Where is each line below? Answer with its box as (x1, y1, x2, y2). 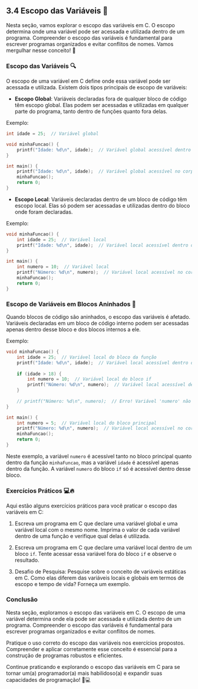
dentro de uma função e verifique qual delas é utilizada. (14, 533, 150, 540)
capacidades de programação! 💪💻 (6, 676, 91, 683)
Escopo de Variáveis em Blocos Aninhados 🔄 (6, 300, 137, 308)
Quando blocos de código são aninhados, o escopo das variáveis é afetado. (6, 313, 190, 321)
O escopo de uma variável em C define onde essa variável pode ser (6, 77, 171, 85)
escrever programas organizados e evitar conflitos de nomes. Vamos (6, 40, 174, 47)
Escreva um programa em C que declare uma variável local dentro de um (14, 544, 192, 551)
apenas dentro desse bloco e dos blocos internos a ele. (6, 326, 141, 333)
